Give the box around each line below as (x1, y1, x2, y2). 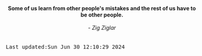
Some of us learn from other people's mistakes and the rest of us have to (7, 5, 197, 12)
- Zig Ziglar (87, 24, 117, 31)
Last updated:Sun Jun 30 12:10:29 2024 (5, 44, 125, 50)
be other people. (81, 11, 123, 18)
